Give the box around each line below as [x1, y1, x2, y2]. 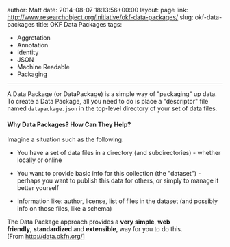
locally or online [16, 156, 62, 164]
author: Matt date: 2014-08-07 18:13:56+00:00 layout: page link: [7, 6, 188, 14]
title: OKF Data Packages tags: [36, 21, 122, 28]
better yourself [16, 184, 60, 192]
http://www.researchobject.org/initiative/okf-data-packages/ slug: [7, 13, 194, 21]
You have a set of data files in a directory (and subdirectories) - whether [16, 149, 221, 157]
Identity [16, 48, 39, 56]
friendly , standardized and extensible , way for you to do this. [7, 225, 183, 233]
